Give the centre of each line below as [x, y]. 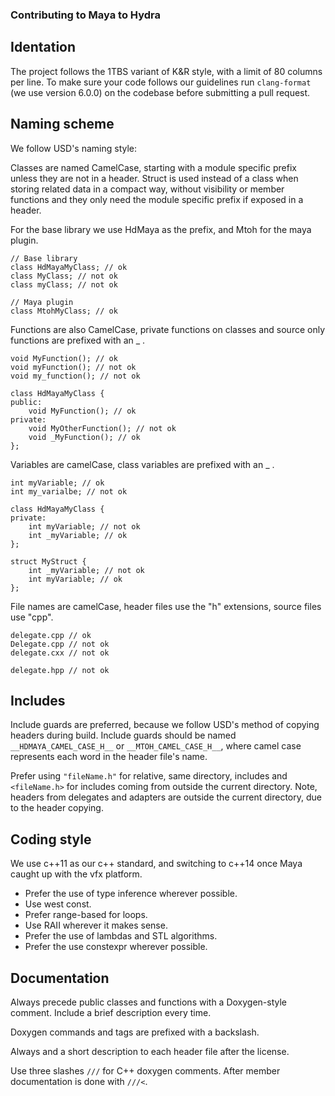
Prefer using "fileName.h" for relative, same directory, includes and [149, 776]
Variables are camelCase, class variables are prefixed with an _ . [142, 464]
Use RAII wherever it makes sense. [96, 925]
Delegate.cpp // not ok [60, 644]
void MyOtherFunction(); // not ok [102, 428]
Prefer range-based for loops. [86, 915]
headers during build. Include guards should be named [123, 735]
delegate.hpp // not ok [60, 670]
